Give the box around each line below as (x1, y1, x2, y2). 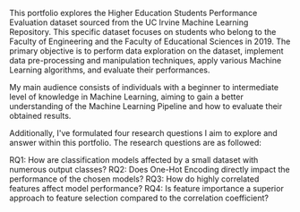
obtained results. (9, 111, 72, 121)
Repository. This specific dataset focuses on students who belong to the (9, 27, 277, 37)
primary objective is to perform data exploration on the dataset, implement (9, 46, 284, 56)
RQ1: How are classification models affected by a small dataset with (9, 155, 259, 165)
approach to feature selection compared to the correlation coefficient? (9, 192, 269, 203)
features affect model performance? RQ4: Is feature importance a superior (9, 183, 284, 193)
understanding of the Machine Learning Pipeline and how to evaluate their (9, 101, 283, 111)
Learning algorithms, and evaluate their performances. (9, 64, 210, 75)
